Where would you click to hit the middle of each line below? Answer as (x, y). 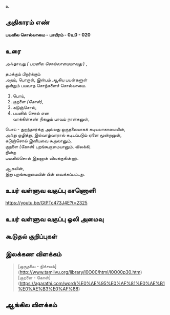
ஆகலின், (15, 168)
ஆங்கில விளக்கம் (31, 305)
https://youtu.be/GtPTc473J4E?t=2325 (47, 203)
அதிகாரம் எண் (27, 22)
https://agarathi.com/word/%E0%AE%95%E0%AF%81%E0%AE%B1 (92, 284)
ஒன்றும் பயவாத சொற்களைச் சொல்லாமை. (46, 85)
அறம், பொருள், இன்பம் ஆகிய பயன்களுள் (46, 80)
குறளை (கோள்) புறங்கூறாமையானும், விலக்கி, (48, 146)
